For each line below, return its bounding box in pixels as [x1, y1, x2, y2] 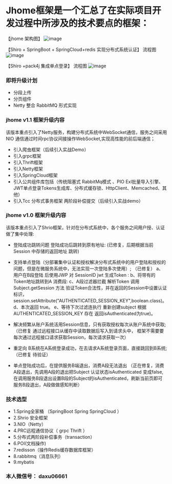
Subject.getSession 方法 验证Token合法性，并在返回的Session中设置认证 [13, 284, 167, 291]
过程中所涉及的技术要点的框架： [15, 17, 150, 29]
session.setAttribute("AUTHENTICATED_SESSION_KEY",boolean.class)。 [13, 297, 167, 303]
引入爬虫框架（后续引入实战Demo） [13, 146, 89, 152]
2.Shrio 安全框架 [13, 415, 48, 421]
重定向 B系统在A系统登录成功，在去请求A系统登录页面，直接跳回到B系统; [13, 345, 167, 351]
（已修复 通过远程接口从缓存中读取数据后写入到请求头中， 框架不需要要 [13, 327, 164, 334]
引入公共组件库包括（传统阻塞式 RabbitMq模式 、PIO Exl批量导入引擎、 [13, 178, 163, 185]
